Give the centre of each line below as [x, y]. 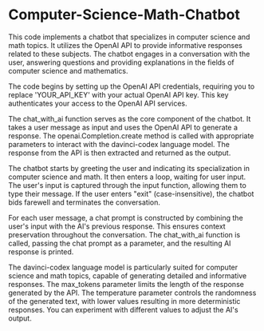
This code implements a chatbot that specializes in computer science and [129, 37]
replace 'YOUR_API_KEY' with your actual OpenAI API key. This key [118, 94]
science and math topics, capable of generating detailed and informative [128, 275]
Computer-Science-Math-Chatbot [124, 15]
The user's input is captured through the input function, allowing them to [128, 185]
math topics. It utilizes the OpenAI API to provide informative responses [126, 45]
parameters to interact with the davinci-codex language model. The [119, 144]
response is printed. [41, 251]
